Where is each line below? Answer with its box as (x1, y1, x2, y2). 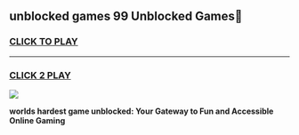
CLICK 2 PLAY (9, 68, 71, 81)
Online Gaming (9, 115, 66, 125)
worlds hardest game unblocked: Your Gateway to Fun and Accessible (9, 106, 274, 116)
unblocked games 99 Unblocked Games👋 (9, 9, 243, 24)
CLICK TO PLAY (9, 36, 78, 48)
